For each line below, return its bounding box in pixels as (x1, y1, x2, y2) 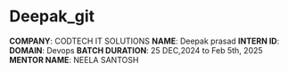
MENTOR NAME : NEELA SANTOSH (9, 54, 139, 65)
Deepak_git (9, 6, 95, 27)
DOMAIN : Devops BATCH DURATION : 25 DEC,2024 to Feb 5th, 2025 (9, 44, 263, 55)
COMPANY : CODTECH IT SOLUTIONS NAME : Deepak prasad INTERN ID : (9, 36, 280, 46)
